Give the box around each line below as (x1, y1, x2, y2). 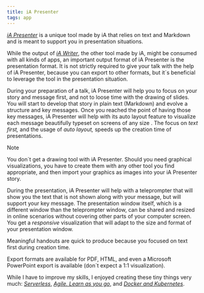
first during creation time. (7, 243, 70, 251)
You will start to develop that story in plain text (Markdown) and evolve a (7, 99, 188, 107)
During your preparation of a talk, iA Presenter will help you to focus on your (7, 87, 197, 94)
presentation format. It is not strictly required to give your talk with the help (7, 62, 194, 70)
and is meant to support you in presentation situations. (7, 38, 143, 45)
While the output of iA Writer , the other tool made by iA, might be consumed (7, 49, 197, 56)
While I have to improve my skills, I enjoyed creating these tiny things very (7, 274, 192, 281)
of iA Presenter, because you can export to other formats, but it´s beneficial (7, 69, 196, 76)
